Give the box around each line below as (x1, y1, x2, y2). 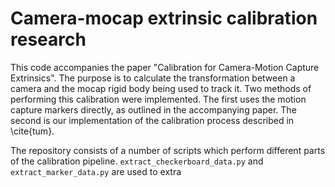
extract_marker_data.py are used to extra (10, 165, 182, 177)
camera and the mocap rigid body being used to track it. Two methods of (10, 82, 312, 94)
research (10, 28, 87, 51)
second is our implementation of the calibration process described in (10, 114, 295, 126)
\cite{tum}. (10, 125, 55, 137)
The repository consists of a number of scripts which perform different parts (10, 144, 326, 156)
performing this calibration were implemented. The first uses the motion (10, 93, 307, 105)
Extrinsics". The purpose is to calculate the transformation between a (10, 72, 296, 84)
